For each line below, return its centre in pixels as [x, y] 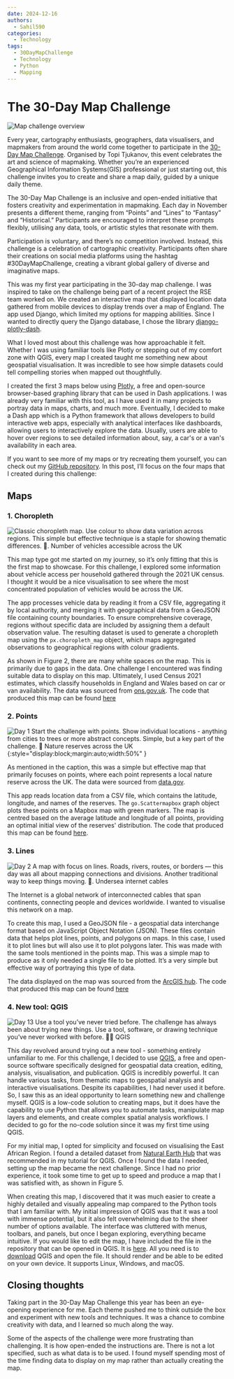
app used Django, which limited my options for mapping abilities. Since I [111, 314]
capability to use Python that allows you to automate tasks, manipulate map [116, 1110]
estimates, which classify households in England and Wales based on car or [116, 684]
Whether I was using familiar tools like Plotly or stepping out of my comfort [115, 350]
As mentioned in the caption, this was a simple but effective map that [107, 768]
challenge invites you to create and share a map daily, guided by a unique [113, 177]
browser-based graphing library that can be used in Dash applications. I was [117, 393]
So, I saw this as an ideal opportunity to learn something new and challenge [116, 1095]
